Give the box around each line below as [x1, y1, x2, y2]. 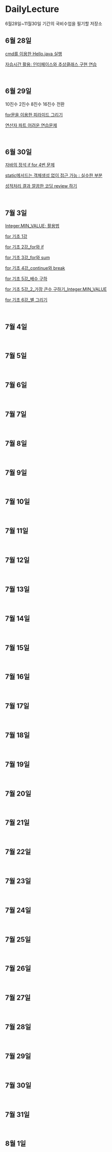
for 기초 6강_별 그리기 [5, 297, 48, 303]
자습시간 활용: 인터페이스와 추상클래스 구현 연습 [5, 61, 97, 67]
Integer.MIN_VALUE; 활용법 [5, 223, 60, 229]
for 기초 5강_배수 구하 [5, 276, 48, 282]
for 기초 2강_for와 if [5, 244, 44, 250]
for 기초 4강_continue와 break [5, 265, 65, 271]
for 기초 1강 [5, 233, 27, 239]
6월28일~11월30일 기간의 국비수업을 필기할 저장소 [5, 20, 103, 26]
